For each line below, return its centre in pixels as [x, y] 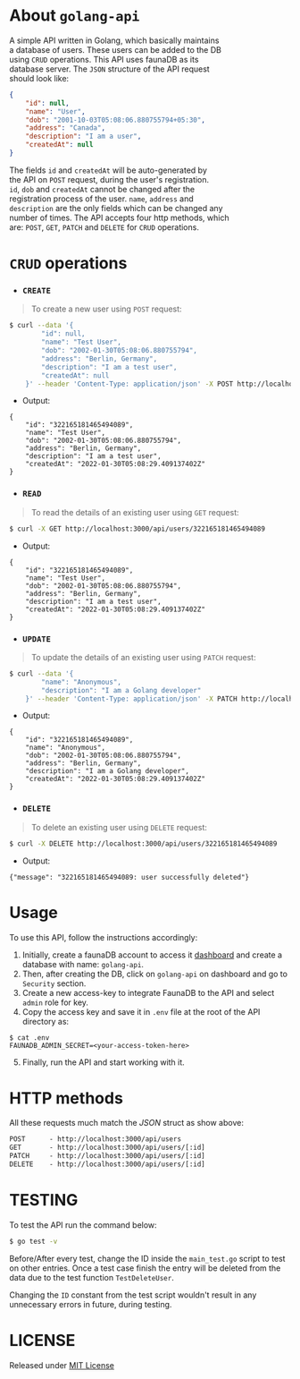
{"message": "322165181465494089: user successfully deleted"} [129, 877]
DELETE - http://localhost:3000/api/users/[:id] [107, 1164]
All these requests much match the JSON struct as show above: [126, 1123]
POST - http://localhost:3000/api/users [95, 1139]
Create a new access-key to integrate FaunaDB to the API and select [148, 992]
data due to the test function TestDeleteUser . [92, 1277]
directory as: [46, 1021]
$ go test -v [33, 1241]
